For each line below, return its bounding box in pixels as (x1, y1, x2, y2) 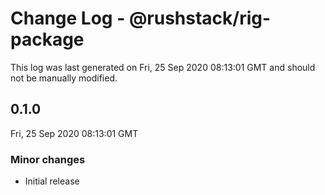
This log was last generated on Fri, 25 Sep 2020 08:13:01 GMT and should (10, 61, 316, 73)
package (10, 28, 85, 51)
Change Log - (10, 7, 126, 30)
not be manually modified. (10, 72, 118, 84)
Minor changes (10, 152, 86, 166)
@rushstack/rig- (128, 7, 272, 30)
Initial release (24, 175, 80, 187)
